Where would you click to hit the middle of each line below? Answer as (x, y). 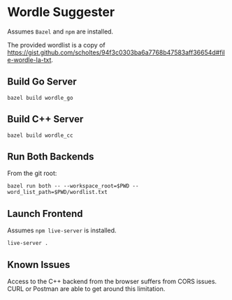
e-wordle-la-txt (29, 59)
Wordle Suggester (61, 12)
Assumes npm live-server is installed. (62, 230)
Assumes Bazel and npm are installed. (60, 31)
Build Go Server (42, 82)
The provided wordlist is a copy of (57, 45)
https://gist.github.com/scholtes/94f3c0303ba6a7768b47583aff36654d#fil (116, 52)
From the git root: (32, 173)
